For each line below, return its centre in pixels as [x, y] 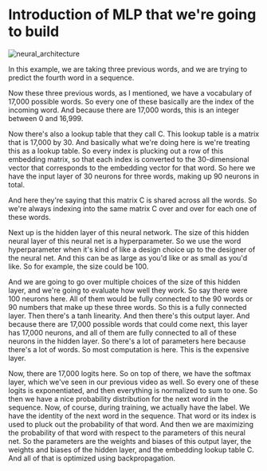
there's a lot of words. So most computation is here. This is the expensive [129, 349]
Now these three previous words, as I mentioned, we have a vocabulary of [130, 92]
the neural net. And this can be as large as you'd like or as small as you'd [128, 257]
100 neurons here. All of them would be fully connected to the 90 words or [130, 298]
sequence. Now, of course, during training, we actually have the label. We [129, 407]
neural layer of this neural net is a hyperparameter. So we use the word [125, 241]
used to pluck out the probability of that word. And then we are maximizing [131, 424]
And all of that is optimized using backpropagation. [92, 458]
